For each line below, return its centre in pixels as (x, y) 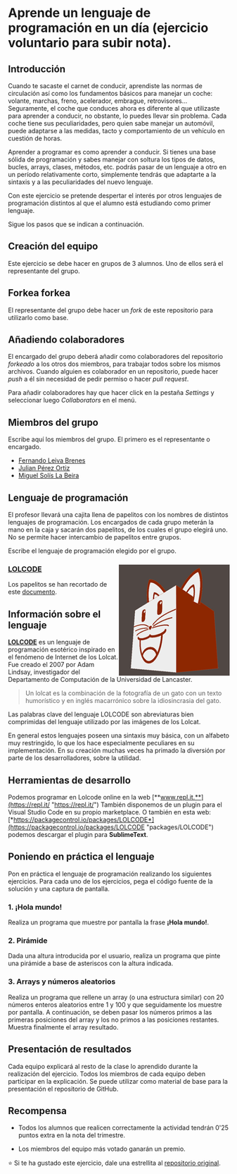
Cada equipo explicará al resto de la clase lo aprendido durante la (103, 1066)
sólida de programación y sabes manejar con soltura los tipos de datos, (111, 159)
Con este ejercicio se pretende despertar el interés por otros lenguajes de (115, 196)
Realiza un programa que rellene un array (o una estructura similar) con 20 (116, 997)
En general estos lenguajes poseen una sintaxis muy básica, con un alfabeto (118, 735)
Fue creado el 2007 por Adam (51, 665)
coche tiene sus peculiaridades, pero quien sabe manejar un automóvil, (111, 123)
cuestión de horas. (35, 138)
